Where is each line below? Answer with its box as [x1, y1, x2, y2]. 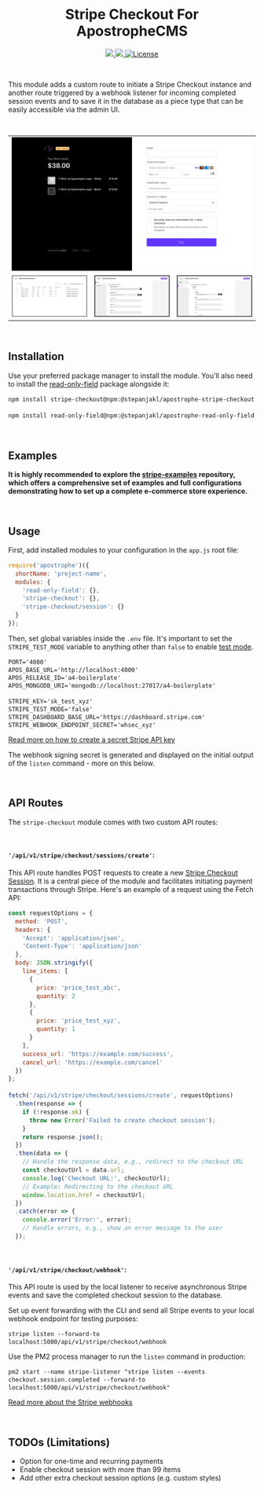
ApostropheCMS [75, 22, 189, 40]
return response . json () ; [22, 1133, 104, 1141]
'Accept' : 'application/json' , [22, 934, 125, 942]
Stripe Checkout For [65, 6, 199, 24]
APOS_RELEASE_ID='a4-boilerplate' [8, 673, 122, 681]
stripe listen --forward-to [8, 1330, 101, 1338]
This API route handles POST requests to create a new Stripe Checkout [8, 868, 238, 877]
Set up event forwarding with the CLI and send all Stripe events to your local [8, 1306, 255, 1316]
